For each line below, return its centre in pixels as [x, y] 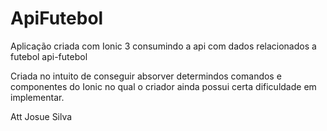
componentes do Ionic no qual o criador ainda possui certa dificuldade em [163, 86]
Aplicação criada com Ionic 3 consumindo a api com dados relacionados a [163, 46]
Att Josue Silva [41, 116]
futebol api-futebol [49, 56]
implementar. [37, 97]
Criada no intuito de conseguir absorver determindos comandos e [146, 76]
